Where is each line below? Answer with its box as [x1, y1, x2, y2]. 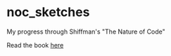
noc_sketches [6, 4, 90, 20]
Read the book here [6, 41, 64, 49]
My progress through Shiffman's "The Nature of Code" [6, 27, 166, 36]
